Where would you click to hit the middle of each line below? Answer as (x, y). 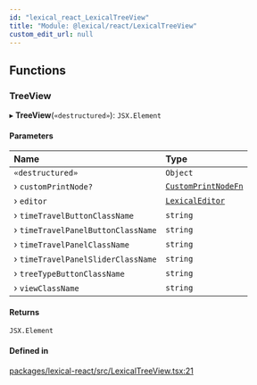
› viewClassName (46, 289)
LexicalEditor (195, 201)
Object (179, 173)
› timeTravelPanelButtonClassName (85, 230)
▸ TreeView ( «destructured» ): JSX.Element (86, 115)
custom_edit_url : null (51, 34)
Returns (25, 312)
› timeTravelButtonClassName (74, 215)
